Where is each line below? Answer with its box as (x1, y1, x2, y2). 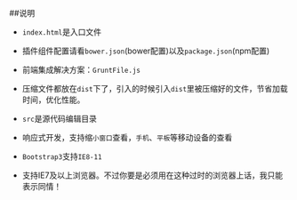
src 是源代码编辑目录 (21, 114, 98, 124)
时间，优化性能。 (21, 94, 85, 105)
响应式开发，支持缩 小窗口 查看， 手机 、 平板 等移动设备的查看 (21, 132, 233, 142)
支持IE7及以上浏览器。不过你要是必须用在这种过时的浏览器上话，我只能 (21, 170, 283, 180)
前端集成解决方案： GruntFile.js (21, 65, 140, 75)
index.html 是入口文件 (21, 27, 102, 37)
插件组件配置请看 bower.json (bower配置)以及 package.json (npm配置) (21, 45, 270, 56)
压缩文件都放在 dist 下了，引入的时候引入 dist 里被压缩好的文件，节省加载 (21, 84, 289, 93)
